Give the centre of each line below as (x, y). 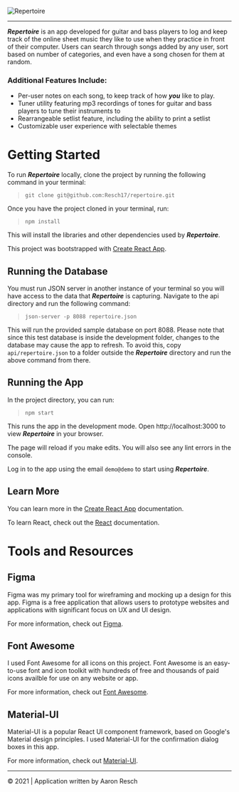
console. (20, 455)
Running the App (46, 383)
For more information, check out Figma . (65, 624)
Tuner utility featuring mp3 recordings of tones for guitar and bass (115, 103)
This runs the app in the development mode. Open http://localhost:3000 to (117, 426)
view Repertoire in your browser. (56, 433)
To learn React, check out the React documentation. (84, 522)
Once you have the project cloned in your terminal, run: (88, 209)
